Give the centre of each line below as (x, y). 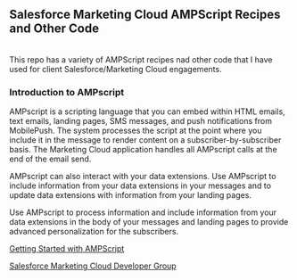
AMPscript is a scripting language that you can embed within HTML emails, (147, 111)
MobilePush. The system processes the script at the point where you (136, 131)
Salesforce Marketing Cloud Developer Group (93, 266)
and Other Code (54, 29)
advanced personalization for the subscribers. (94, 232)
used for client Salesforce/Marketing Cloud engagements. (115, 69)
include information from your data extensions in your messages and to (140, 185)
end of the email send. (50, 159)
